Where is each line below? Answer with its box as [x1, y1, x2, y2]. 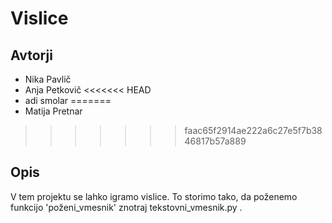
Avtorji [10, 47, 53, 64]
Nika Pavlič [24, 73, 72, 85]
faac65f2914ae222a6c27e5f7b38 [184, 125, 323, 136]
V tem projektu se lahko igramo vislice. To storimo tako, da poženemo [10, 190, 298, 202]
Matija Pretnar [24, 105, 83, 117]
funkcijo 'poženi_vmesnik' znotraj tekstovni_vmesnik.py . [10, 201, 243, 213]
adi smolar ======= [24, 95, 112, 106]
